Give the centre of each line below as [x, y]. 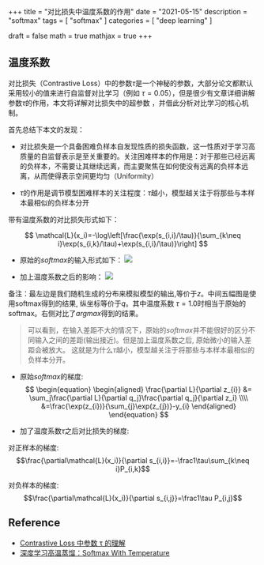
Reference [34, 523]
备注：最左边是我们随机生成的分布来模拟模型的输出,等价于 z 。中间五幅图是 [129, 293]
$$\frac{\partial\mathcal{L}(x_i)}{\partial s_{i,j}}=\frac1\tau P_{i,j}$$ [133, 498]
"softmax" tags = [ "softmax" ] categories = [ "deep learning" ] [110, 21]
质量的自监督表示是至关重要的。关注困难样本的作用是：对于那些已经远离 [137, 156]
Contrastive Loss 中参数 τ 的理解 [72, 543]
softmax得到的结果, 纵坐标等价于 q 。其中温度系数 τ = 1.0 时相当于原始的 [130, 303]
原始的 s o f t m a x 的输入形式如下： [71, 260]
